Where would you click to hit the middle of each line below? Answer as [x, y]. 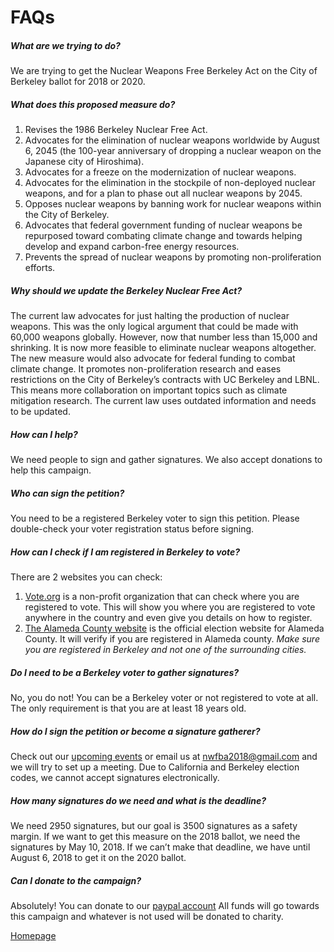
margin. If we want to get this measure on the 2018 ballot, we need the [155, 836]
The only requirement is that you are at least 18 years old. [128, 708]
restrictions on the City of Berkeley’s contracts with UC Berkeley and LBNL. [165, 380]
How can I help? [44, 434]
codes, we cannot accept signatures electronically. [115, 777]
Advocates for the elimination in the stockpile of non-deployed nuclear [170, 183]
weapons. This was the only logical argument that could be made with [154, 327]
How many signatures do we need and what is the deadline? [138, 800]
